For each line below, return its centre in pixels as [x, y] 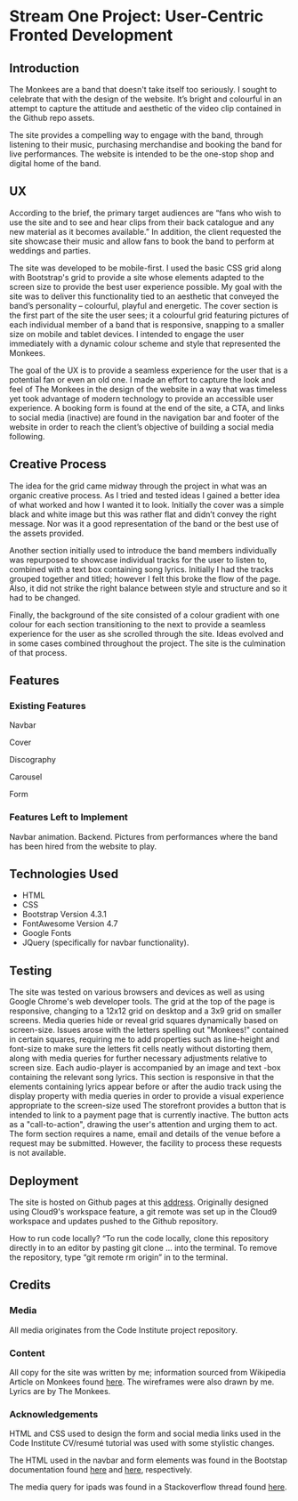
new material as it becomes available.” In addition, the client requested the [145, 231]
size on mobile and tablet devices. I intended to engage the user [127, 334]
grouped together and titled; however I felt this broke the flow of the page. [145, 578]
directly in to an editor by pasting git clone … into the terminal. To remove [143, 1248]
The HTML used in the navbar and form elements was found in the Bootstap [148, 1460]
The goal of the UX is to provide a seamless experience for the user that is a [149, 370]
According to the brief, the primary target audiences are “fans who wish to [145, 213]
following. [27, 436]
